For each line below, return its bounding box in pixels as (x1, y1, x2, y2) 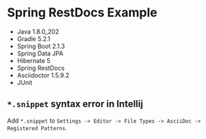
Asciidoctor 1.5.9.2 (16, 71, 70, 79)
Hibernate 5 (16, 56, 51, 64)
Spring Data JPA (16, 49, 64, 58)
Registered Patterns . (7, 123, 68, 131)
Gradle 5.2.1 (16, 34, 51, 42)
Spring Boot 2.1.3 (16, 42, 65, 50)
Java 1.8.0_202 (16, 27, 60, 36)
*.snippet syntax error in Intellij (7, 98, 144, 110)
